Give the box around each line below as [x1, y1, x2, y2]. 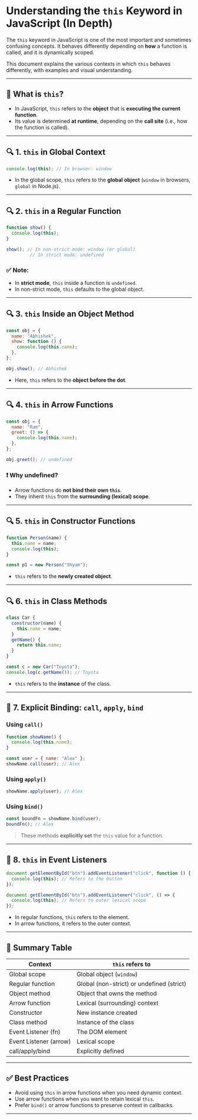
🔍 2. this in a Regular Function [6, 206, 121, 216]
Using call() [6, 720, 44, 729]
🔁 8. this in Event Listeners [6, 855, 107, 865]
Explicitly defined [76, 1047, 125, 1055]
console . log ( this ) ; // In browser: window [6, 165, 112, 172]
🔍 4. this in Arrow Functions [6, 400, 114, 410]
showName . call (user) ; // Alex [6, 761, 81, 767]
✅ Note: [6, 266, 29, 274]
